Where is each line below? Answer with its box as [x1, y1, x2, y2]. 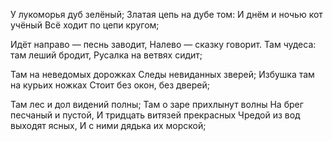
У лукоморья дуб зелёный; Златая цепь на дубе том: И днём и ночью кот [10, 9, 323, 20]
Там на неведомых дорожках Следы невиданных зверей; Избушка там [10, 69, 315, 80]
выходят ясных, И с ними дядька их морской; [10, 120, 207, 131]
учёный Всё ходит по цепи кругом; [10, 19, 160, 31]
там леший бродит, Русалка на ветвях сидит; [10, 49, 203, 61]
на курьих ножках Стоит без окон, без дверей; [10, 79, 210, 91]
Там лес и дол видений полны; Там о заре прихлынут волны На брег [10, 99, 304, 110]
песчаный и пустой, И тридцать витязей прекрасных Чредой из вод [10, 109, 301, 121]
